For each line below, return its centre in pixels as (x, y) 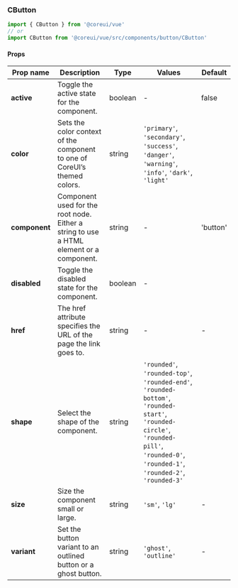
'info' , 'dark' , (168, 173)
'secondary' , (164, 137)
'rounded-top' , (168, 373)
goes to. (71, 353)
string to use (78, 232)
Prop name (30, 72)
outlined (71, 556)
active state (77, 94)
